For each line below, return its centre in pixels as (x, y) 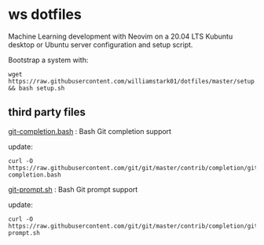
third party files (47, 112)
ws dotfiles (45, 15)
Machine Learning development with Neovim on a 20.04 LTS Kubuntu (121, 36)
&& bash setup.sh (37, 88)
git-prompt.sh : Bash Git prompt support (73, 189)
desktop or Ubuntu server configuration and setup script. (101, 44)
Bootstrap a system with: (48, 60)
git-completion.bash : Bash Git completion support (90, 131)
